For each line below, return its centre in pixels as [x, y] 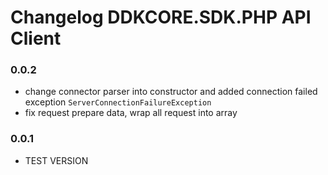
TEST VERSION [56, 160]
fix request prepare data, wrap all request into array [131, 113]
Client [36, 38]
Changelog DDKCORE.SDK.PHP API [161, 17]
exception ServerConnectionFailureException [118, 102]
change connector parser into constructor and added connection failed [171, 92]
